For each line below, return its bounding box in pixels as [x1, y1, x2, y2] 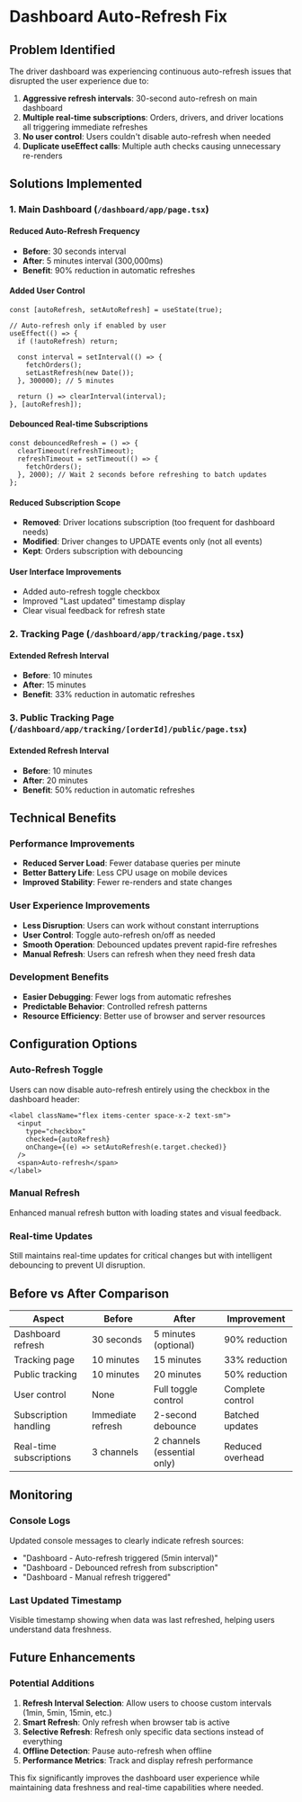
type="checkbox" [25, 1126, 87, 1135]
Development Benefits [9, 971, 110, 983]
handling [13, 1420, 51, 1432]
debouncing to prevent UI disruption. [9, 1260, 146, 1270]
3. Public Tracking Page [9, 712, 115, 724]
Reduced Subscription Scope [9, 497, 121, 507]
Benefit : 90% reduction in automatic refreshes [22, 264, 196, 275]
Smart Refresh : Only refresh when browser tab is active [22, 1717, 231, 1727]
